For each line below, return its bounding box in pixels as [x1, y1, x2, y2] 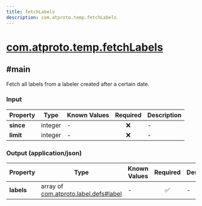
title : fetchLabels [6, 8, 55, 15]
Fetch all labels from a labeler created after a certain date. [6, 80, 150, 87]
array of [41, 182, 64, 190]
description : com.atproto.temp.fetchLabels [6, 14, 117, 20]
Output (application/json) [6, 149, 82, 157]
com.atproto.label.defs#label [41, 190, 122, 198]
